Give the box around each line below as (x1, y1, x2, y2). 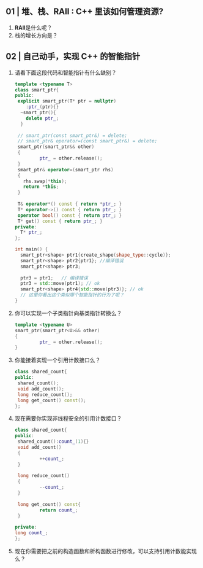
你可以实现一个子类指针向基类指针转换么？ (14, 309, 122, 317)
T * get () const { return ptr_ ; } (17, 218, 103, 224)
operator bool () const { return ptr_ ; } (17, 212, 122, 219)
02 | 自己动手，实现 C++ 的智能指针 (6, 52, 141, 62)
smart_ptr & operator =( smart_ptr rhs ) (17, 166, 114, 173)
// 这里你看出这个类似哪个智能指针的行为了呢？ (20, 292, 125, 298)
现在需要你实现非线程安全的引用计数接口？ (14, 414, 122, 422)
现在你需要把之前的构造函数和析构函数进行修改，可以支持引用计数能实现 (14, 547, 197, 554)
